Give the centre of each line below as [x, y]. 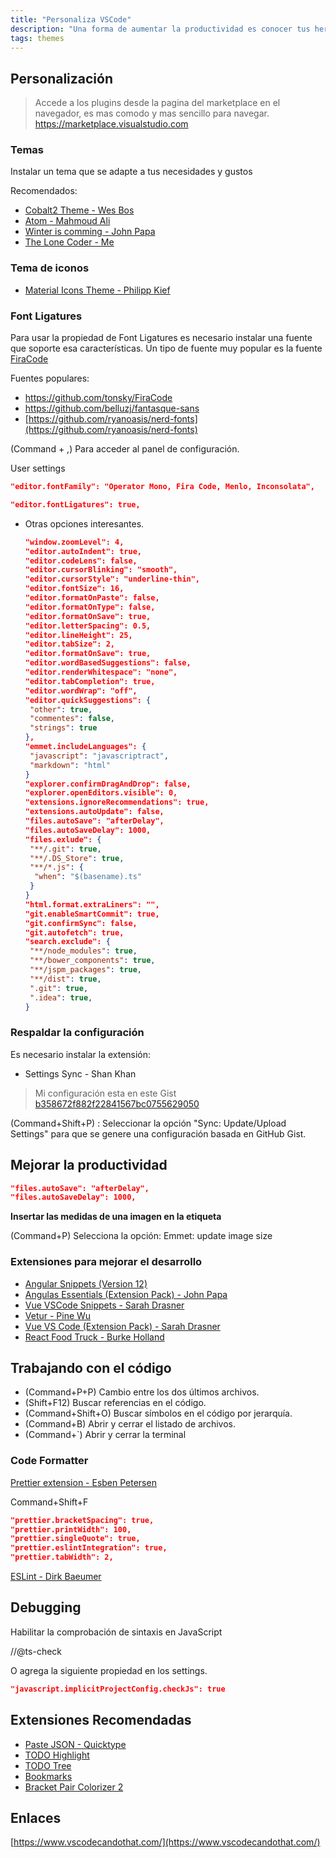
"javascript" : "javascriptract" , [99, 756]
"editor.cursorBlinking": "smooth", [101, 570]
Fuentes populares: [50, 378]
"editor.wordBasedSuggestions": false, [108, 663]
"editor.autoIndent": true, [83, 551]
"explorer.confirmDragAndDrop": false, [108, 784]
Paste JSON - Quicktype [75, 1744]
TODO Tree [48, 1765]
